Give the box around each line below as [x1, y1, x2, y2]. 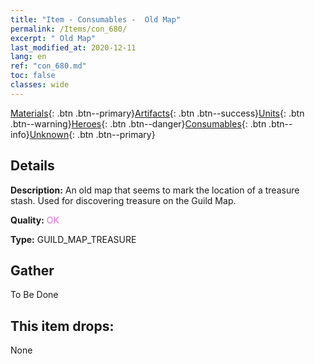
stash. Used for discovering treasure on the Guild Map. [10, 194, 237, 206]
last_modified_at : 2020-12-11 [10, 42, 137, 53]
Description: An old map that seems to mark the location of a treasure [10, 184, 300, 196]
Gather [10, 262, 55, 279]
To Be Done [10, 289, 59, 301]
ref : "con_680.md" [10, 61, 87, 71]
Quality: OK [10, 214, 60, 226]
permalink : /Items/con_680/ [10, 24, 128, 34]
